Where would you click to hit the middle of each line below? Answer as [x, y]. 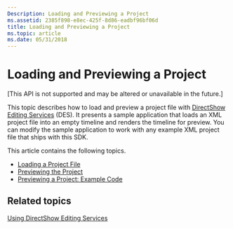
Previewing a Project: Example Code [70, 179]
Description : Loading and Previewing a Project [78, 14]
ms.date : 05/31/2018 [38, 40]
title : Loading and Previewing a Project [69, 27]
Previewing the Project [50, 172]
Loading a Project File [49, 165]
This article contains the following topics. [67, 151]
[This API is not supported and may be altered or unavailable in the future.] [115, 94]
